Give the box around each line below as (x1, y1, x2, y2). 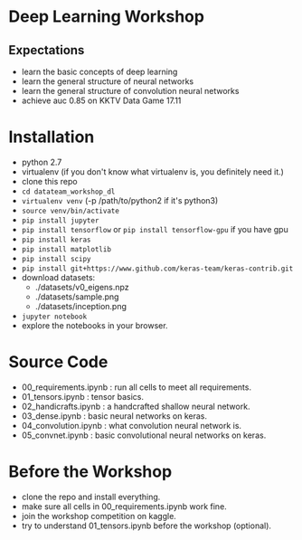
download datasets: (21, 271, 96, 282)
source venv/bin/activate (21, 206, 119, 215)
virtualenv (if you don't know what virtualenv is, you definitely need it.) (21, 166, 284, 177)
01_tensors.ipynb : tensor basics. (21, 391, 145, 402)
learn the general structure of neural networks (21, 76, 194, 87)
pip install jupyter (21, 215, 99, 225)
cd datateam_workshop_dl (21, 187, 116, 196)
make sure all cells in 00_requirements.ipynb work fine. (21, 500, 227, 512)
